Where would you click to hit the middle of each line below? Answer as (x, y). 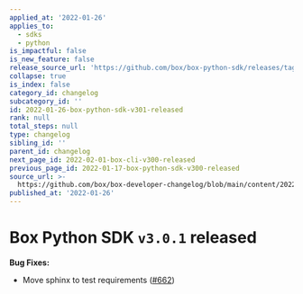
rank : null (30, 118)
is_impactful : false (48, 51)
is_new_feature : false (52, 59)
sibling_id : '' (38, 143)
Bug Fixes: (29, 263)
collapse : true (38, 76)
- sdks (30, 34)
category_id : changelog (54, 93)
